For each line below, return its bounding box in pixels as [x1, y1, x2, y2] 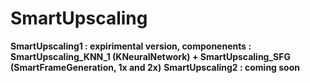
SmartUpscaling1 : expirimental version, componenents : [10, 40, 252, 52]
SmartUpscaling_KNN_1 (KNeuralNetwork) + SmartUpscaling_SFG [10, 50, 292, 62]
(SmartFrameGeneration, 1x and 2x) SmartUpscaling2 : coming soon [10, 61, 300, 73]
